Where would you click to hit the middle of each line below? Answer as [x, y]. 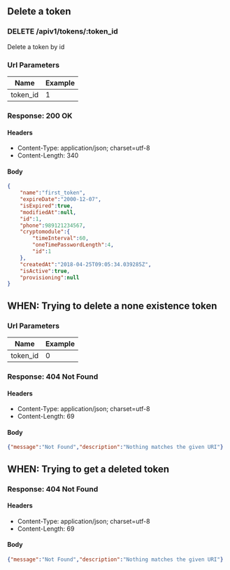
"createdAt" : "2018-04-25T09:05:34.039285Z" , [86, 264]
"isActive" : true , [45, 271]
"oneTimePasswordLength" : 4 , [73, 245]
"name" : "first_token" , [53, 193]
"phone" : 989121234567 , [53, 225]
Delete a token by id [36, 47]
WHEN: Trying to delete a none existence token [112, 306]
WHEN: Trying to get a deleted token [88, 469]
